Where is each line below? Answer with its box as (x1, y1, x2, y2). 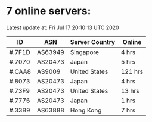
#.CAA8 (9, 67, 32, 76)
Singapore (70, 48, 100, 56)
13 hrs (120, 86, 139, 95)
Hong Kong (70, 106, 102, 114)
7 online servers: (6, 4, 91, 18)
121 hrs (120, 67, 144, 76)
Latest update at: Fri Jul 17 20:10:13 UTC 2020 (6, 24, 119, 31)
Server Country (70, 37, 115, 46)
